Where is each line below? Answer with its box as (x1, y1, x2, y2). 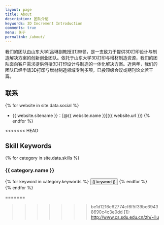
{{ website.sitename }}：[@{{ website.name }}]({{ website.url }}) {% (12, 112, 150, 118)
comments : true (5, 26, 36, 30)
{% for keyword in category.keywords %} (5, 178, 89, 184)
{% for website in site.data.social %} (5, 102, 79, 108)
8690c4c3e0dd (91, 209, 123, 215)
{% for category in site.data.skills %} (5, 155, 80, 161)
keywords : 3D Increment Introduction (5, 21, 83, 26)
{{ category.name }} (5, 167, 55, 174)
